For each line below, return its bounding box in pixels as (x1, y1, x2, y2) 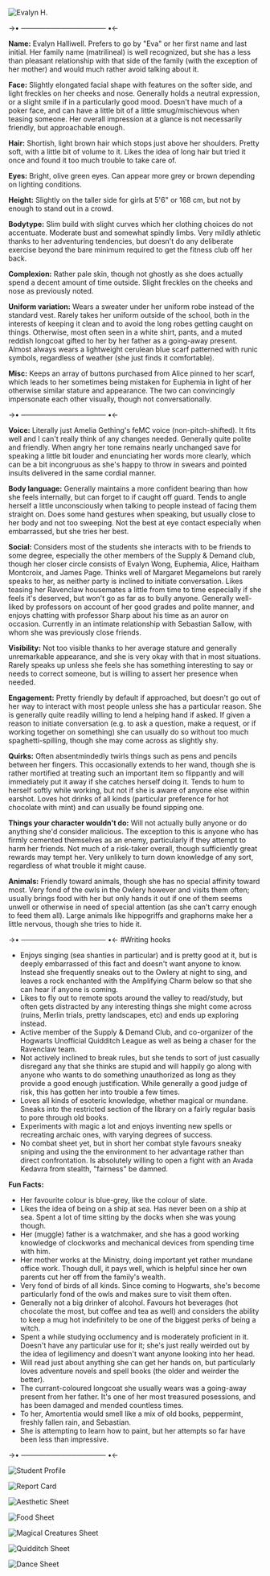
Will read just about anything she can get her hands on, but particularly (19, 1358, 256, 1367)
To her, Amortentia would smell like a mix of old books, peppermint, (19, 1409, 243, 1418)
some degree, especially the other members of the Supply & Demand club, (8, 551, 256, 560)
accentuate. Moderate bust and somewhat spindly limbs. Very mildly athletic (8, 228, 261, 237)
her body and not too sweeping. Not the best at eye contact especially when (8, 518, 261, 527)
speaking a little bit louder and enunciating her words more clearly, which (8, 451, 252, 460)
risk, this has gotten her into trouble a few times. (19, 1087, 181, 1097)
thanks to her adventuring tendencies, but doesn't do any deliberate (8, 237, 234, 245)
